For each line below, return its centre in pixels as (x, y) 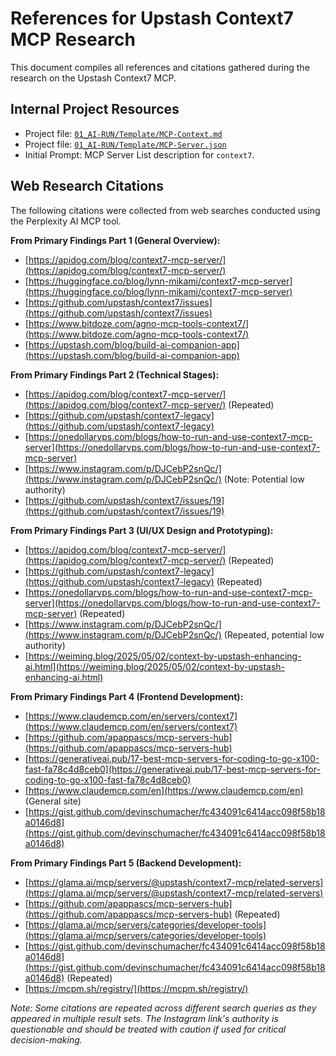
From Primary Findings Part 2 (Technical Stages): (115, 374)
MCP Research (73, 39)
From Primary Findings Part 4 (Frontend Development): (127, 696)
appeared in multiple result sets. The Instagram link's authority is (144, 1018)
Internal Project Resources (95, 109)
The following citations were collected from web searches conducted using (165, 210)
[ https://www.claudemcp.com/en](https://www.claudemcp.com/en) (164, 790)
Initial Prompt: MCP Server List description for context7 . (139, 154)
